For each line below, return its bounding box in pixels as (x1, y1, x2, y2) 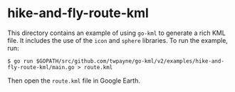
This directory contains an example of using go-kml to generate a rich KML (7, 29, 226, 37)
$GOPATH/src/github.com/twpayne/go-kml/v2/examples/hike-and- (36, 57, 224, 65)
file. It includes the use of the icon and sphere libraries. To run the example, (7, 36, 228, 44)
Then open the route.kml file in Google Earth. (7, 76, 140, 85)
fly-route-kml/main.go (7, 63, 75, 71)
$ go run (7, 57, 33, 65)
